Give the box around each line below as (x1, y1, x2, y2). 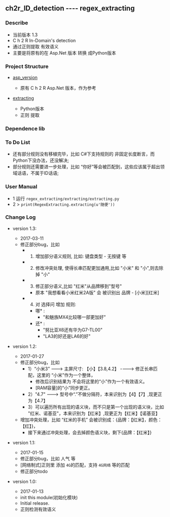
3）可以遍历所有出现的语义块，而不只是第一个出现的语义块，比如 (27, 404, 164, 410)
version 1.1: (12, 440, 36, 446)
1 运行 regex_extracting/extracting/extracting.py (12, 195, 119, 201)
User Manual (5, 183, 38, 190)
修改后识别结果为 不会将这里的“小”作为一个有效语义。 (35, 378, 148, 384)
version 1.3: (12, 225, 37, 231)
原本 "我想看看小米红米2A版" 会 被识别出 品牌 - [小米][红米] (35, 289, 159, 295)
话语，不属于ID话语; (17, 170, 59, 176)
